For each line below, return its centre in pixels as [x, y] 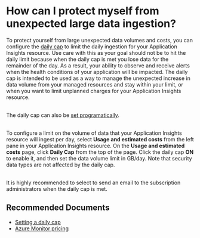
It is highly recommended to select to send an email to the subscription [93, 183]
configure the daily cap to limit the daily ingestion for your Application [92, 47]
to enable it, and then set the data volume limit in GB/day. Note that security [99, 158]
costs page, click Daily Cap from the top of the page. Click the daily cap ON [100, 152]
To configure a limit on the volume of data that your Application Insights [94, 133]
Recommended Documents [58, 208]
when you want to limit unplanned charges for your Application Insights [94, 91]
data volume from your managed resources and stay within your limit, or [95, 84]
